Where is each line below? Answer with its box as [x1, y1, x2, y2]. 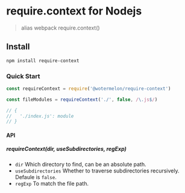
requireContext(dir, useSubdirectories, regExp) [6, 145, 127, 153]
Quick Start [6, 72, 40, 80]
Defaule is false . [14, 173, 57, 180]
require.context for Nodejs [6, 4, 142, 18]
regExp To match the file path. [14, 180, 89, 187]
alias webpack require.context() [20, 24, 101, 31]
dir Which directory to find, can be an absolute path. [14, 160, 146, 168]
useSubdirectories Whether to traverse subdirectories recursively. [14, 167, 180, 174]
